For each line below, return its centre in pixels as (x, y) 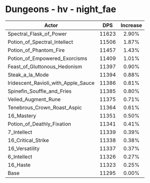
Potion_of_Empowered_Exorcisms (48, 58)
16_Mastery (22, 115)
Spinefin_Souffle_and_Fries (40, 91)
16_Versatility (24, 148)
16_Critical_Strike (28, 140)
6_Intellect (20, 156)
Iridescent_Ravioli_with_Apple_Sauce (51, 83)
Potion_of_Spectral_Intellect (40, 42)
